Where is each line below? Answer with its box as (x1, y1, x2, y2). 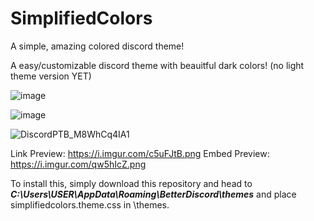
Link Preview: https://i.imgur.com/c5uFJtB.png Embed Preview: (10, 147, 270, 159)
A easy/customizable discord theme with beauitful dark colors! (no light (10, 59, 305, 71)
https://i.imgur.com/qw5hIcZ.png (10, 158, 147, 170)
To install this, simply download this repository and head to (10, 177, 253, 189)
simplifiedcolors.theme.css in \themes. (10, 198, 170, 211)
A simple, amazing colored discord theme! (10, 40, 185, 52)
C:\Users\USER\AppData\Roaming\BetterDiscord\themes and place (10, 188, 297, 200)
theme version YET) (10, 70, 92, 82)
